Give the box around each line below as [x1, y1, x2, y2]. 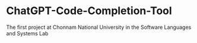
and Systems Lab [6, 29, 49, 37]
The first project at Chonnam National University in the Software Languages [6, 24, 192, 31]
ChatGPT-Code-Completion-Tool [6, 4, 172, 18]
